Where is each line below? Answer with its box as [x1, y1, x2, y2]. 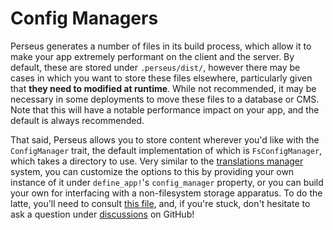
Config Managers [10, 7, 159, 30]
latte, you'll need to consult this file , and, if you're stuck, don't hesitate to [10, 197, 311, 209]
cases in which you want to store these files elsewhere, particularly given [10, 72, 313, 84]
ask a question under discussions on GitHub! [10, 208, 195, 220]
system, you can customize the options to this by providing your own [10, 165, 295, 177]
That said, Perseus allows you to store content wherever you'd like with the [10, 133, 320, 146]
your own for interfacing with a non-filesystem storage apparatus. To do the [10, 187, 323, 199]
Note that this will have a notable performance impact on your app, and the [10, 103, 320, 116]
